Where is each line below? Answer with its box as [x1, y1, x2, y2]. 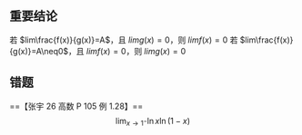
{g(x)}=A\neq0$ [9, 45, 69, 56]
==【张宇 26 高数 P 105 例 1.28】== [9, 101, 144, 111]
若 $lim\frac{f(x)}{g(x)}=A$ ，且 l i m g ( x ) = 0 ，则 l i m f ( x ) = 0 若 [9, 34, 238, 45]
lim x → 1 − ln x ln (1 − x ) [115, 115, 191, 129]
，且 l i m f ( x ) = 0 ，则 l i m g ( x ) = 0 [67, 45, 186, 56]
